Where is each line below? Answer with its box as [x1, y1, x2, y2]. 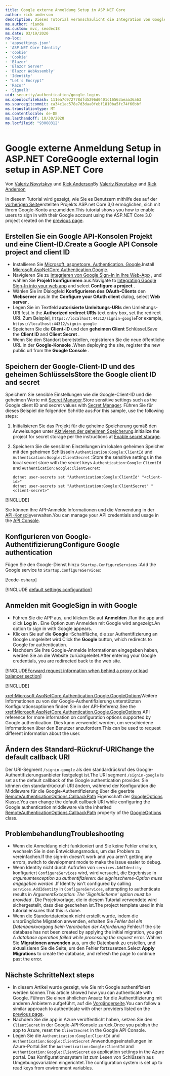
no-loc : [5, 36, 22, 41]
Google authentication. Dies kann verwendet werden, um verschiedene [5, 719, 153, 725]
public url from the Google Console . [12, 348, 90, 354]
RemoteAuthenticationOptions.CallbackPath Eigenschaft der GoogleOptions [5, 793, 163, 799]
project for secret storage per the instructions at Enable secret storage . [12, 434, 161, 440]
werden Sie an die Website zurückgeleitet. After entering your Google [12, 652, 156, 658]
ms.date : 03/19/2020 [5, 31, 49, 36]
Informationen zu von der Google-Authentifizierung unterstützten [5, 698, 141, 704]
